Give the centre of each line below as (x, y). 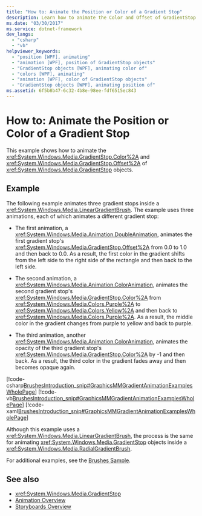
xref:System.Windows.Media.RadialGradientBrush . (69, 448)
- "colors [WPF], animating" (48, 74)
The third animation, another (50, 335)
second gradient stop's (44, 291)
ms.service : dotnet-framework (44, 29)
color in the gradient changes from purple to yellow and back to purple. (104, 323)
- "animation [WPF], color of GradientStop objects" (80, 79)
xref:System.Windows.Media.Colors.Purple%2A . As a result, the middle (104, 317)
